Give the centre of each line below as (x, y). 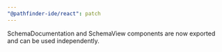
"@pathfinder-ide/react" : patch (54, 14)
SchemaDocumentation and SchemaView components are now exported (111, 33)
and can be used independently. (53, 41)
